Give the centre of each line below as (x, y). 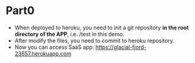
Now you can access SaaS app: (54, 47)
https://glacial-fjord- (121, 47)
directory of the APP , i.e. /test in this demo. (69, 34)
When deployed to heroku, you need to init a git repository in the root (101, 28)
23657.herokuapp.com (43, 53)
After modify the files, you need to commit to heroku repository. (94, 40)
